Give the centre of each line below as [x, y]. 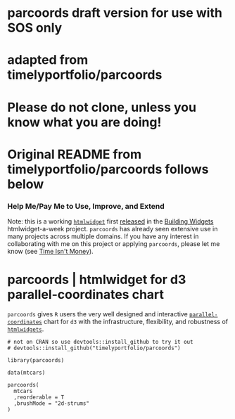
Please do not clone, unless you [102, 107]
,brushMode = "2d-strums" [52, 403]
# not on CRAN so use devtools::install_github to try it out [100, 342]
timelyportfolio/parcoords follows [108, 169]
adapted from [48, 60]
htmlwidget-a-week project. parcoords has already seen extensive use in [113, 229]
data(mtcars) [26, 373]
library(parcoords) [36, 360]
